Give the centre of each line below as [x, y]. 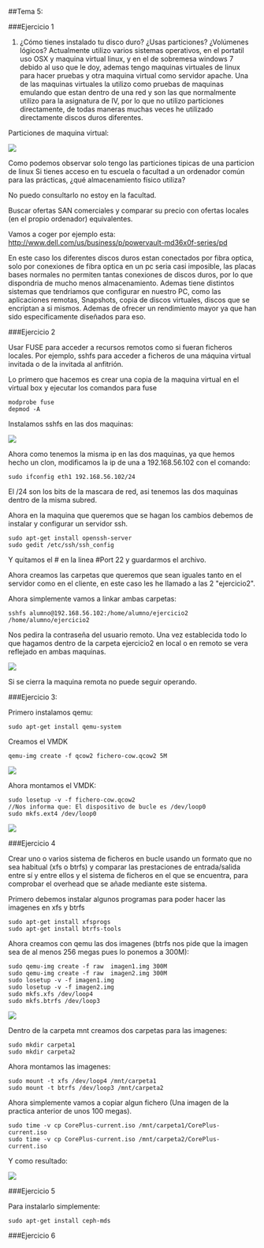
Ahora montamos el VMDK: [52, 785]
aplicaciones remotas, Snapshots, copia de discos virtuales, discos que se [129, 300]
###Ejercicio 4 [32, 843]
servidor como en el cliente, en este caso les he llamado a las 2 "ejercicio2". [132, 583]
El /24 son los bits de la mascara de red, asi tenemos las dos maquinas [123, 492]
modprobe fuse [32, 402]
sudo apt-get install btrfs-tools [65, 929]
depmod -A [24, 409]
